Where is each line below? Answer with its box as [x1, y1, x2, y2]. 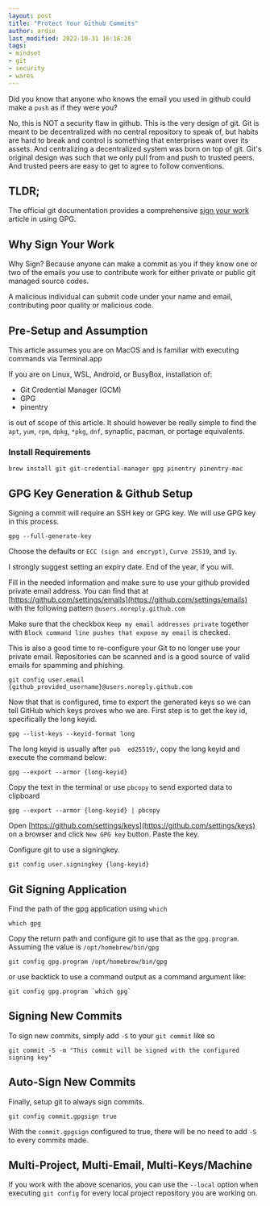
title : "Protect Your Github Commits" [8, 19, 139, 27]
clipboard [8, 791, 40, 801]
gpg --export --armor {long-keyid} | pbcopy [8, 807, 160, 815]
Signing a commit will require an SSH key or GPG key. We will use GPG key [8, 508, 256, 518]
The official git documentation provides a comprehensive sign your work [8, 206, 250, 215]
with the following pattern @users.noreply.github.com [8, 603, 185, 613]
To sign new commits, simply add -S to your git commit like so [8, 1030, 215, 1041]
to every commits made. [8, 1135, 89, 1145]
